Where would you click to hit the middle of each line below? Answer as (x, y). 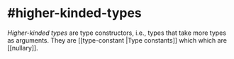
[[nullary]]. (23, 48)
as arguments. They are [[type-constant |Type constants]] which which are (117, 40)
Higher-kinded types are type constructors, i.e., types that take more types (117, 33)
